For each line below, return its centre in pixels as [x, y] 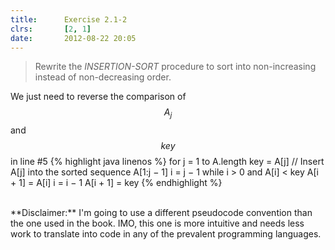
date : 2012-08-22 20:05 [73, 38]
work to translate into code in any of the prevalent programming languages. [166, 234]
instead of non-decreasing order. [103, 77]
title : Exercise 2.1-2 [69, 19]
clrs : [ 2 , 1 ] [51, 29]
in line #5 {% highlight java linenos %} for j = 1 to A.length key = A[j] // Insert [167, 162]
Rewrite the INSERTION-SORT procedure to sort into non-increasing [175, 67]
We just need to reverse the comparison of [98, 97]
